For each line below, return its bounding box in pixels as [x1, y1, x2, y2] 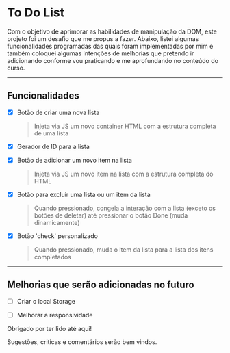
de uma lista [34, 129, 69, 138]
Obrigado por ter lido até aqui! [7, 325, 92, 332]
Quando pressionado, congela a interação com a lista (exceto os [34, 204, 216, 212]
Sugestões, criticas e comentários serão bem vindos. [7, 338, 157, 346]
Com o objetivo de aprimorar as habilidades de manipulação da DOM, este [7, 27, 217, 36]
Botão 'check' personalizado [16, 232, 98, 240]
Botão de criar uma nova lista [16, 108, 100, 116]
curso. [7, 64, 25, 72]
